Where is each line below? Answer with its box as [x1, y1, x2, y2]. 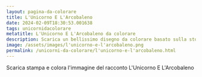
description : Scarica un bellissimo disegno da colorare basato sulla [6, 36, 187, 42]
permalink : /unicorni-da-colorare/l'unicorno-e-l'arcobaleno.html [6, 48, 176, 54]
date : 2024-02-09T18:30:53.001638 [6, 20, 93, 26]
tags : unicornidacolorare [6, 25, 71, 32]
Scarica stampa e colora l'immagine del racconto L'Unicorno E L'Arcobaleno [6, 64, 194, 71]
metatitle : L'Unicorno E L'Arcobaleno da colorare [6, 31, 136, 37]
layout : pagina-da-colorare [6, 8, 77, 15]
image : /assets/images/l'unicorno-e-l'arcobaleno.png [6, 42, 144, 48]
